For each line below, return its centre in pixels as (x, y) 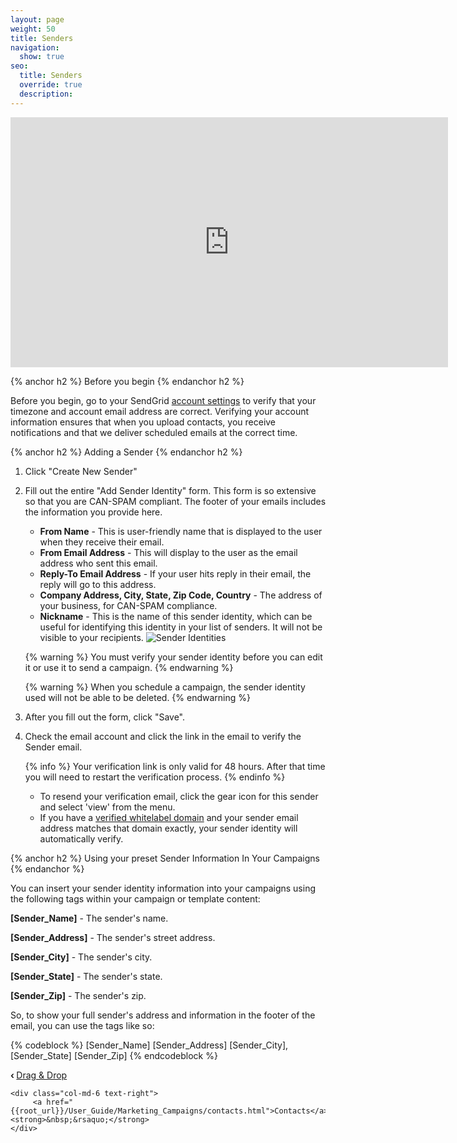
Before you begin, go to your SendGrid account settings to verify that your (163, 400)
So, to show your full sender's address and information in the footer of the (163, 1015)
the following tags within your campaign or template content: (135, 898)
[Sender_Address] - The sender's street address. (113, 937)
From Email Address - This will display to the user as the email (168, 552)
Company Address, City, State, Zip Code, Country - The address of (181, 595)
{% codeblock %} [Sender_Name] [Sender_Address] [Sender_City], (149, 1045)
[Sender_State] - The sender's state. (86, 976)
